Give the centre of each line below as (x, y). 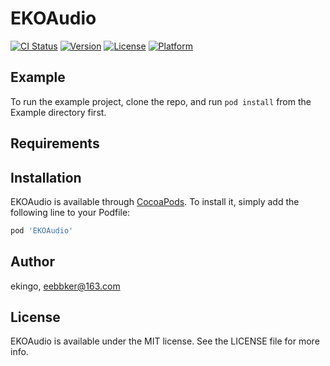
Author (32, 262)
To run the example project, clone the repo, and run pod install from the (161, 101)
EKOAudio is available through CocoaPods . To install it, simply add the (155, 201)
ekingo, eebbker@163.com (65, 286)
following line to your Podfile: (70, 212)
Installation (46, 177)
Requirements (55, 143)
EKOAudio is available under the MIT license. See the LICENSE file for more (165, 341)
